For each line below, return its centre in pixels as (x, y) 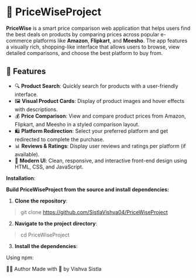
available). (27, 154)
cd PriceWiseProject (45, 235)
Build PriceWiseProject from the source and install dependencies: (88, 189)
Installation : (21, 178)
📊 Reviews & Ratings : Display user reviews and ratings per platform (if (100, 146)
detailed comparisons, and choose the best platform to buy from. (85, 53)
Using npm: (20, 258)
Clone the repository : (41, 201)
